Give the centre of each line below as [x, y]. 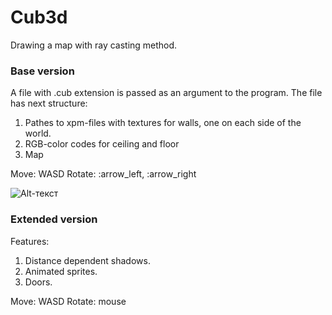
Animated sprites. [61, 271]
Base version [42, 71]
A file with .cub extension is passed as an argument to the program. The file [166, 93]
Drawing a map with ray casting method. [94, 45]
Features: [30, 241]
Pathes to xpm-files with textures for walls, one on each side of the [163, 123]
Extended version [54, 219]
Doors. [38, 282]
